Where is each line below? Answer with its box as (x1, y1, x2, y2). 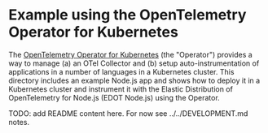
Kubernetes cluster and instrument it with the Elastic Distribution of (8, 84, 234, 94)
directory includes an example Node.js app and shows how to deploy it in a (8, 75, 261, 85)
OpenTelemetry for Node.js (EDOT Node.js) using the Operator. (8, 92, 220, 102)
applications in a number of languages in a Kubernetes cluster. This (8, 66, 235, 76)
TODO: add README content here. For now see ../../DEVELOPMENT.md (8, 108, 248, 118)
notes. (8, 117, 30, 127)
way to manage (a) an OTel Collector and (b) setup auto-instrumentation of (8, 58, 260, 68)
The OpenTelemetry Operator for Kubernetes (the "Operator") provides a (8, 49, 253, 59)
